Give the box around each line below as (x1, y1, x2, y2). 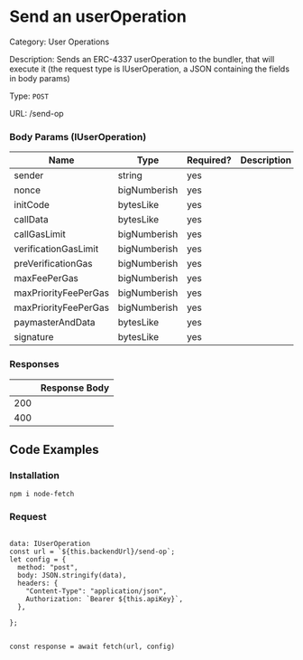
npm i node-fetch (9, 490, 75, 499)
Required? (186, 154, 232, 166)
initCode (14, 199, 50, 212)
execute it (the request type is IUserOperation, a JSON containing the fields (9, 63, 290, 74)
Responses (9, 358, 60, 371)
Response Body (40, 382, 110, 394)
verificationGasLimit (14, 242, 99, 255)
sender (14, 169, 44, 182)
